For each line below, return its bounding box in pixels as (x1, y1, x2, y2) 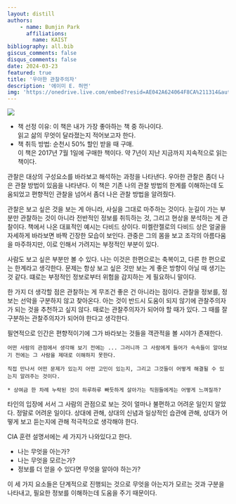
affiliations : (25, 30, 68, 37)
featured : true (7, 69, 52, 76)
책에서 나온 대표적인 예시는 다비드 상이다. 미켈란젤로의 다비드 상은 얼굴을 (27, 222, 227, 231)
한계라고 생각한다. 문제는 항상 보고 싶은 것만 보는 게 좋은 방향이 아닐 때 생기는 (14, 264, 226, 272)
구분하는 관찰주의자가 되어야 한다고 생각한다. (7, 314, 130, 322)
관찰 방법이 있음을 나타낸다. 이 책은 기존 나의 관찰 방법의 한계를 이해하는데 (14, 181, 217, 190)
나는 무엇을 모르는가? (17, 456, 76, 465)
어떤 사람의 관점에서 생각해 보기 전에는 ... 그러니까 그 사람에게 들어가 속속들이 (7, 344, 211, 352)
